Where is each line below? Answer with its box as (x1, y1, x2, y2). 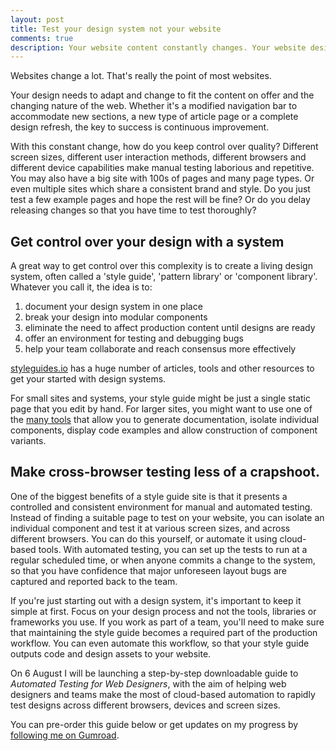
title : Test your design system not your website (10, 24, 222, 34)
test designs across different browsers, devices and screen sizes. (10, 699, 281, 711)
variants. (10, 435, 47, 447)
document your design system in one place (24, 301, 203, 313)
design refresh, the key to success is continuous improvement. (10, 121, 270, 133)
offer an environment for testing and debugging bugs (24, 332, 244, 345)
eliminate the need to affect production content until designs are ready (24, 322, 316, 334)
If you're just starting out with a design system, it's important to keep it (10, 594, 302, 606)
